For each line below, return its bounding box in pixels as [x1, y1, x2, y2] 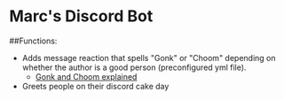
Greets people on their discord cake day [21, 81, 170, 91]
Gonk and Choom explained [35, 71, 138, 81]
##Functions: [9, 35, 58, 46]
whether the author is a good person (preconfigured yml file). [21, 62, 247, 73]
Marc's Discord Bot [9, 6, 154, 27]
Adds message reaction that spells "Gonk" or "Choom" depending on [21, 52, 276, 63]
